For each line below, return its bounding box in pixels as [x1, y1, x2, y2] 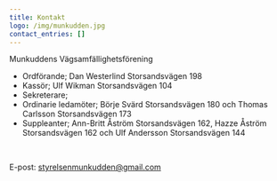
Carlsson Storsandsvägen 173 [21, 108, 132, 120]
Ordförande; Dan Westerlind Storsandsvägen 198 [21, 71, 203, 82]
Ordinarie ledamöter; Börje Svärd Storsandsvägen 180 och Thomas [21, 99, 269, 110]
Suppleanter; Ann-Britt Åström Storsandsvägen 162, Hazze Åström [21, 118, 267, 129]
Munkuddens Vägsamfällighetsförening [9, 54, 153, 65]
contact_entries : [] [9, 29, 86, 38]
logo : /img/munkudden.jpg [9, 21, 105, 30]
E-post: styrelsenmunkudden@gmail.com [9, 161, 162, 173]
